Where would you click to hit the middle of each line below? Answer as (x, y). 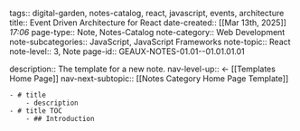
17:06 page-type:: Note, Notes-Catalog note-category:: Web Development (147, 32)
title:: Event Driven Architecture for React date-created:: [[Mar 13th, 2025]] (148, 23)
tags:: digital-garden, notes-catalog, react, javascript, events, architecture (147, 13)
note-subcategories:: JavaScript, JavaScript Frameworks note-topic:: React (150, 42)
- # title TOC (36, 111)
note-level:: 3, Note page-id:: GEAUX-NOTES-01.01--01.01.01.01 (127, 51)
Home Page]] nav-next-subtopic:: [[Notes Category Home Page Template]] (149, 79)
